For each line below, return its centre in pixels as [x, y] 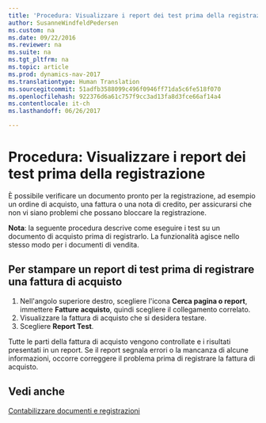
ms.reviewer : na [35, 45]
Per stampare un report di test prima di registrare [131, 270]
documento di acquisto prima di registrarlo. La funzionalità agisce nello [124, 236]
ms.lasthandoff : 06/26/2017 [55, 111]
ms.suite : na [30, 52]
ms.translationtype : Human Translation [74, 81]
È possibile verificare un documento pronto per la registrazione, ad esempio [132, 195]
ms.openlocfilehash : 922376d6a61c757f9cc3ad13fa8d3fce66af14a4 [115, 96]
